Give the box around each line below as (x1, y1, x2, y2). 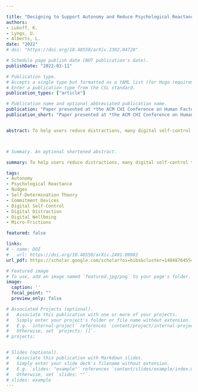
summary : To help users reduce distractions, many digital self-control (6, 159, 189, 166)
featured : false (6, 230, 46, 237)
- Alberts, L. (6, 36, 41, 42)
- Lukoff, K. (6, 25, 38, 31)
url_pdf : (6, 257, 28, 263)
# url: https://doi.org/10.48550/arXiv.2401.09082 (6, 252, 138, 258)
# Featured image (6, 268, 49, 274)
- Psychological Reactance (6, 181, 72, 187)
